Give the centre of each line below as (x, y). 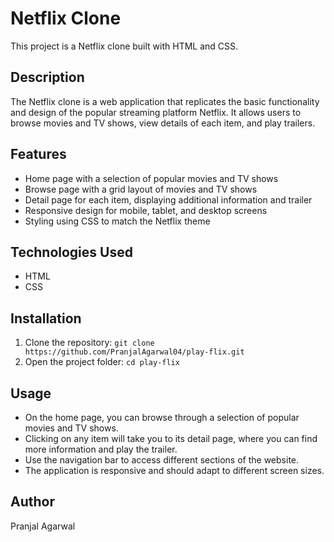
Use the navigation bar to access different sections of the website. (162, 460)
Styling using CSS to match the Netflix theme (117, 221)
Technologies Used (71, 252)
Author (32, 502)
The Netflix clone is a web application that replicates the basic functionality (165, 101)
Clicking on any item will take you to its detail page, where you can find (171, 438)
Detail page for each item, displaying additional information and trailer (168, 199)
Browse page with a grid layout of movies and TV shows (141, 189)
